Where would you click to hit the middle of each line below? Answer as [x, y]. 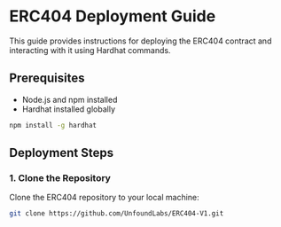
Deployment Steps [61, 153]
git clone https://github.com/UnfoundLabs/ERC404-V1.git [117, 214]
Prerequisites [47, 78]
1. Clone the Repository [60, 177]
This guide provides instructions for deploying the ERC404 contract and [140, 41]
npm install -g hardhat [53, 125]
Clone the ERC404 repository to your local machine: [104, 198]
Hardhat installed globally [69, 109]
